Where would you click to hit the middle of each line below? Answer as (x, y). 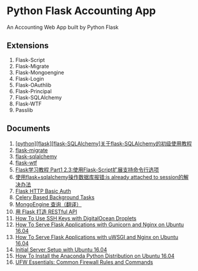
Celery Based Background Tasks (55, 197)
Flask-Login (29, 78)
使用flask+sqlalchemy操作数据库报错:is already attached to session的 (99, 177)
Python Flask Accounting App (81, 11)
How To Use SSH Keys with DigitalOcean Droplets (76, 218)
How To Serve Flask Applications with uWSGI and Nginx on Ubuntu (97, 237)
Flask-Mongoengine (39, 72)
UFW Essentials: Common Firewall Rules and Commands (84, 262)
